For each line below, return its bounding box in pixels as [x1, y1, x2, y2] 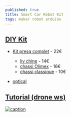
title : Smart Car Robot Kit [5, 12, 64, 17]
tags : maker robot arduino [5, 16, 61, 21]
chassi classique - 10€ [19, 68, 66, 75]
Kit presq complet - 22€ [12, 48, 62, 54]
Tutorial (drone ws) [5, 93, 66, 101]
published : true [5, 7, 39, 12]
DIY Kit [5, 35, 27, 43]
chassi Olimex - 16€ [19, 63, 61, 69]
